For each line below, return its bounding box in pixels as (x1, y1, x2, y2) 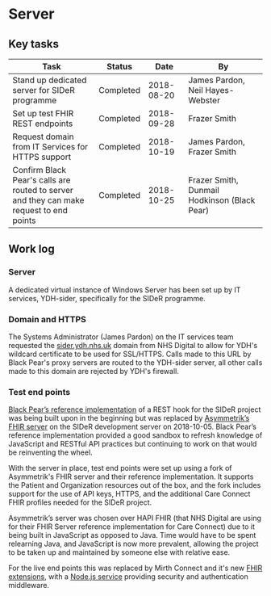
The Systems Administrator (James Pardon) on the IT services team (8, 332, 234, 342)
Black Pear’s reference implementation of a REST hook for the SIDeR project (8, 405, 261, 414)
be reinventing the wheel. (8, 447, 93, 457)
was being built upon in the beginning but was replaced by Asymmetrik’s (8, 413, 250, 423)
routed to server (12, 185, 74, 195)
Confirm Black (12, 165, 67, 175)
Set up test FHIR (12, 108, 74, 119)
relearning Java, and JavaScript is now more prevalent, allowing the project (8, 539, 260, 549)
